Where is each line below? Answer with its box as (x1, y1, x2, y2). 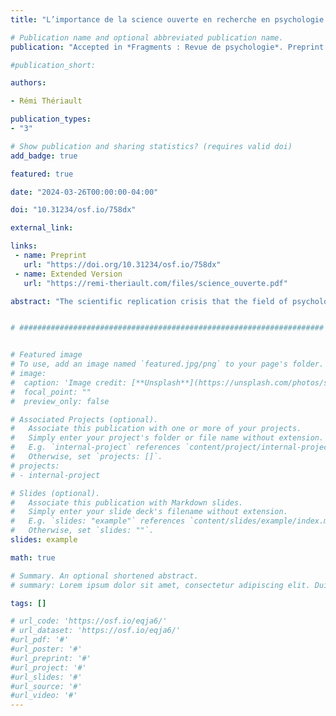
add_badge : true (10, 151, 78, 161)
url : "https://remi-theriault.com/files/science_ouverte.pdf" (23, 278, 288, 288)
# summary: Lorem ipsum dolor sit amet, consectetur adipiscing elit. (10, 580, 311, 590)
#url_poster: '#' (10, 644, 83, 654)
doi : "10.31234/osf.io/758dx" (10, 205, 137, 215)
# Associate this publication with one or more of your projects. (10, 424, 302, 434)
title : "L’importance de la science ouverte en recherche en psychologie (10, 14, 325, 25)
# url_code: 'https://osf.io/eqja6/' (10, 616, 168, 626)
